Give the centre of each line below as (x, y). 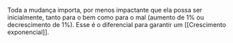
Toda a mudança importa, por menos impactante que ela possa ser (105, 10)
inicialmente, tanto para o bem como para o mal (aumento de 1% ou (106, 17)
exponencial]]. (28, 32)
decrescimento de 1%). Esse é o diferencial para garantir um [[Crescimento (117, 25)
